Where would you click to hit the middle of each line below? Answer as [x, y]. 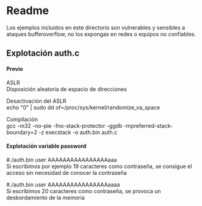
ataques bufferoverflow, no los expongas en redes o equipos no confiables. [101, 34]
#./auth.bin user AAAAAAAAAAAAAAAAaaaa [63, 185]
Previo [15, 68]
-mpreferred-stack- [148, 125]
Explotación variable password [46, 146]
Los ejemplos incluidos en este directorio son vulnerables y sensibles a [96, 28]
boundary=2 [22, 132]
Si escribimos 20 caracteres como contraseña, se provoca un [84, 191]
